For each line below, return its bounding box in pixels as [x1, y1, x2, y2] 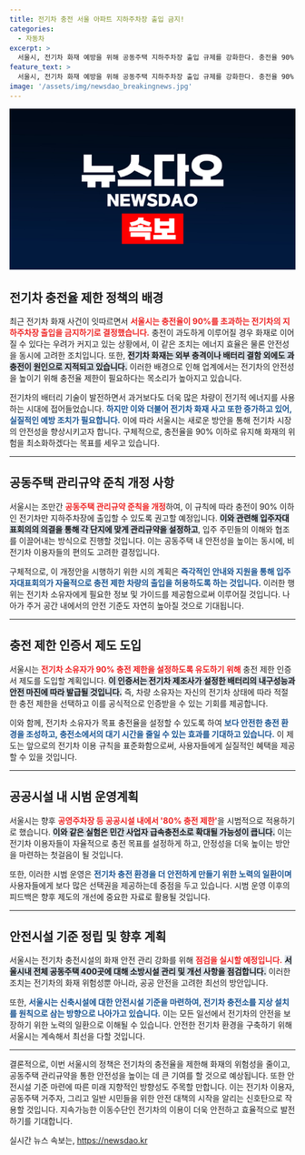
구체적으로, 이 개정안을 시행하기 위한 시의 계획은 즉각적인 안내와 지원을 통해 [9, 565, 275, 577]
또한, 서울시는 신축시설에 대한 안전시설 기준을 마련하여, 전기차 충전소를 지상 [9, 997, 273, 1008]
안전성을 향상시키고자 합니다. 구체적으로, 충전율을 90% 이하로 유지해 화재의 [18, 426, 286, 437]
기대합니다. [33, 1116, 74, 1127]
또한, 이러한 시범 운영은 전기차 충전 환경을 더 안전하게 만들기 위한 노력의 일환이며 [9, 868, 292, 879]
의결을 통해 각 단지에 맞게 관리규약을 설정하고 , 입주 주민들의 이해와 [40, 523, 274, 534]
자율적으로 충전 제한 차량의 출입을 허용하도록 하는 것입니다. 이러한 [54, 577, 286, 588]
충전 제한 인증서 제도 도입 [9, 638, 143, 653]
